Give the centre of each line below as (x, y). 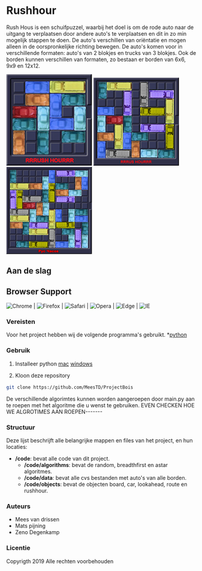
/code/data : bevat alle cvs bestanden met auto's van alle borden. (105, 477)
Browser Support (39, 292)
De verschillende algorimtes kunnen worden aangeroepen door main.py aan (100, 399)
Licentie (18, 548)
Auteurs (18, 506)
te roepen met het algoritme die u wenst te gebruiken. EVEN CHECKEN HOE (100, 405)
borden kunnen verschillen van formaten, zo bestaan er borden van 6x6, (96, 59)
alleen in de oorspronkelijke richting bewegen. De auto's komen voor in (94, 47)
